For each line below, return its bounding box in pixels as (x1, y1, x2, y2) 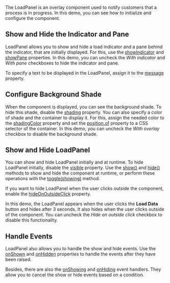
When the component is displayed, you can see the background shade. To (5, 103, 162, 110)
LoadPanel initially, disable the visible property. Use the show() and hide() (5, 165, 160, 171)
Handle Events (5, 232, 53, 241)
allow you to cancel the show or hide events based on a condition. (5, 272, 144, 278)
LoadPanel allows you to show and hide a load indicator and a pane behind (5, 43, 163, 50)
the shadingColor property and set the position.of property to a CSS (5, 120, 149, 126)
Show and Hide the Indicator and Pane (5, 30, 129, 39)
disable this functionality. (5, 217, 58, 223)
